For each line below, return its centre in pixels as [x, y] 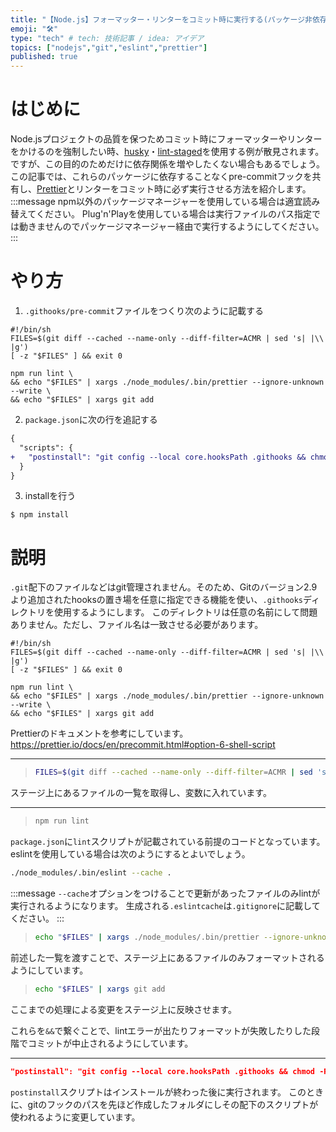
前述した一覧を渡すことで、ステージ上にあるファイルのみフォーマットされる [167, 957]
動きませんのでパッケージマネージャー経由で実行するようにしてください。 [171, 227]
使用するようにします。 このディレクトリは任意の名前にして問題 [185, 612]
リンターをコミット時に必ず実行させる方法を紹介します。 [193, 189]
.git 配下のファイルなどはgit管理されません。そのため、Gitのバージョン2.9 [164, 587]
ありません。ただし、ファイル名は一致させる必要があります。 [137, 625]
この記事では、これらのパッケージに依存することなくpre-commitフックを [161, 177]
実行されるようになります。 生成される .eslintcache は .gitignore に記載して [165, 905]
